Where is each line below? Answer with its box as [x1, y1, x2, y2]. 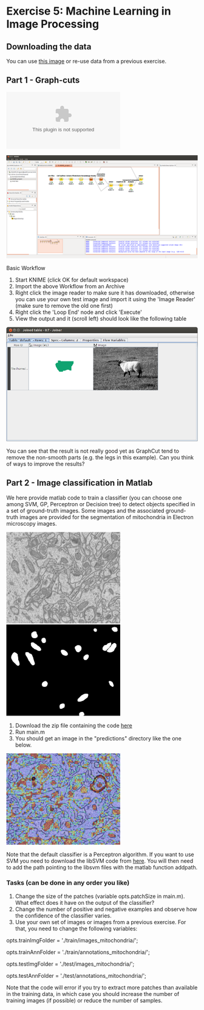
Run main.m [15, 728, 46, 736]
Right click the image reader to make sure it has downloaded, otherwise [15, 289, 195, 296]
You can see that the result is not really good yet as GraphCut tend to [6, 447, 179, 454]
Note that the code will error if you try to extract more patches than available [6, 984, 198, 991]
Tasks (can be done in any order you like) [6, 879, 130, 887]
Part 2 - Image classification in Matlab [6, 478, 153, 488]
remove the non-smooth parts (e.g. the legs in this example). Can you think [6, 453, 194, 461]
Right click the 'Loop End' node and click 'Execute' [15, 308, 143, 316]
